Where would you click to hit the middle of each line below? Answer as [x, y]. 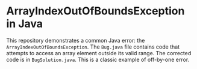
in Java [25, 24]
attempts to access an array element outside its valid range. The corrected [99, 53]
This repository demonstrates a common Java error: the [76, 40]
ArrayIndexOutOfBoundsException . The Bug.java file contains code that [93, 47]
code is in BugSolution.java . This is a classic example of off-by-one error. [98, 59]
